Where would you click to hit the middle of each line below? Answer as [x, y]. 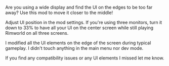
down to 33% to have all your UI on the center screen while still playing [79, 28]
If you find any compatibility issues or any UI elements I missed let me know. [85, 58]
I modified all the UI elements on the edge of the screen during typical [78, 43]
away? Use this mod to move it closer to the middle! [59, 13]
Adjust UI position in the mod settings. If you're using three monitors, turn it [84, 22]
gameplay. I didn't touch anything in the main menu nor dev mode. [74, 48]
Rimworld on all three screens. [37, 33]
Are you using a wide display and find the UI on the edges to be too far [79, 7]
